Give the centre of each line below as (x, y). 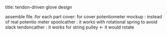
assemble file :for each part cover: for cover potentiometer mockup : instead (83, 17)
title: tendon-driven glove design (39, 7)
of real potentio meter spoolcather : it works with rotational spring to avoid (82, 22)
